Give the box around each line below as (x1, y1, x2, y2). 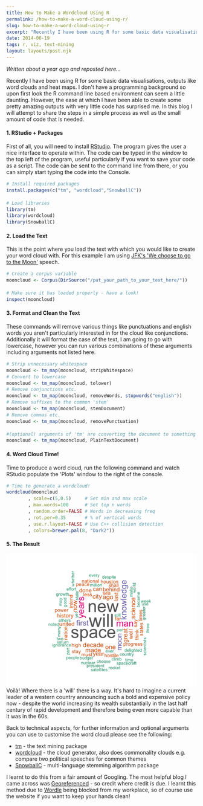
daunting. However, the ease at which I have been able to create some (6, 96, 181, 103)
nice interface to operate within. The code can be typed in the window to (6, 149, 188, 156)
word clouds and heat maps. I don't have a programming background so (6, 83, 186, 91)
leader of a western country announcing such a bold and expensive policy (6, 693, 191, 700)
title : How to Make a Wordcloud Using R (6, 10, 110, 16)
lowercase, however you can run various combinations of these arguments (6, 342, 192, 349)
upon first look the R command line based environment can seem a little (6, 89, 185, 97)
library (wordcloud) (6, 213, 56, 219)
